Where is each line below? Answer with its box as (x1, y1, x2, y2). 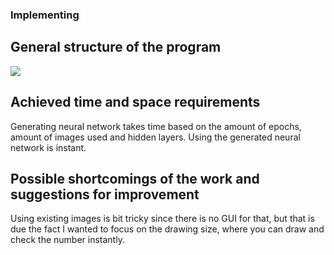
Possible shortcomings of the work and (10, 170, 260, 187)
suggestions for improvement (10, 186, 200, 203)
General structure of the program (10, 39, 222, 56)
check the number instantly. (10, 234, 125, 246)
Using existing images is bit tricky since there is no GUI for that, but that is (10, 213, 315, 225)
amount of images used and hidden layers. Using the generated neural (10, 131, 301, 143)
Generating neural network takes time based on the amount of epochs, (10, 120, 302, 132)
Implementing (10, 8, 80, 22)
